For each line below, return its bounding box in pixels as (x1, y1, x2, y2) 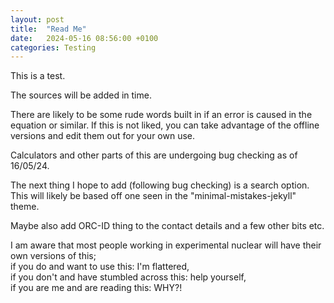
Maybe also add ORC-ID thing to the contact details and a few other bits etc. (10, 220, 325, 232)
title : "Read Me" (10, 24, 87, 34)
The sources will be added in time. (10, 89, 152, 101)
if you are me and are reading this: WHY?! (10, 282, 183, 294)
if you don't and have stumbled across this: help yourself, (10, 271, 247, 283)
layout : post (10, 14, 65, 25)
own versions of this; (10, 250, 97, 262)
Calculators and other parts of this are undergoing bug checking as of (10, 149, 298, 161)
